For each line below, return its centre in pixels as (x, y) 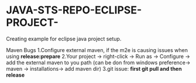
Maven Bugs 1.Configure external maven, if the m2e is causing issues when (97, 50)
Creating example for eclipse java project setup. (64, 39)
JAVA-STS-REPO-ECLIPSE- (74, 10)
